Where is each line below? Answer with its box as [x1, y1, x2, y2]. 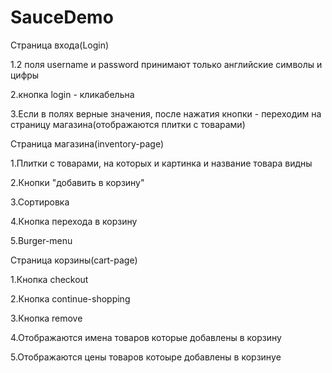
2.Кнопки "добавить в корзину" [10, 176, 145, 188]
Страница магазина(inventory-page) [10, 137, 165, 150]
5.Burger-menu [10, 234, 73, 246]
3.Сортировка [10, 196, 70, 208]
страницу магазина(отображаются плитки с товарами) [10, 118, 246, 130]
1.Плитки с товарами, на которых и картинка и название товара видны [10, 157, 313, 169]
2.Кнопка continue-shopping [10, 292, 131, 305]
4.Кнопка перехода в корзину [10, 215, 138, 227]
